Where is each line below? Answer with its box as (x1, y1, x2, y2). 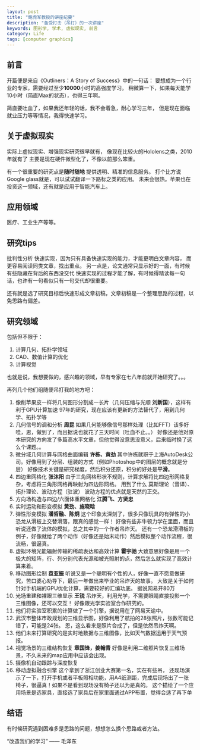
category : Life (7, 31, 45, 37)
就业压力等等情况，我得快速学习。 (7, 111, 90, 119)
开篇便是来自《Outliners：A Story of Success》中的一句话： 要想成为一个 (7, 77, 186, 84)
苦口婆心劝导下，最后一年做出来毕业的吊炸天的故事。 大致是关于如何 (26, 577, 194, 585)
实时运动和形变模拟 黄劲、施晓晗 (15, 503, 96, 510)
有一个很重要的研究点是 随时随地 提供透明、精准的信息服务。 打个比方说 (7, 168, 182, 175)
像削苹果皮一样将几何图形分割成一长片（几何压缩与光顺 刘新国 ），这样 (15, 399, 186, 406)
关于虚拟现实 (7, 131, 54, 141)
